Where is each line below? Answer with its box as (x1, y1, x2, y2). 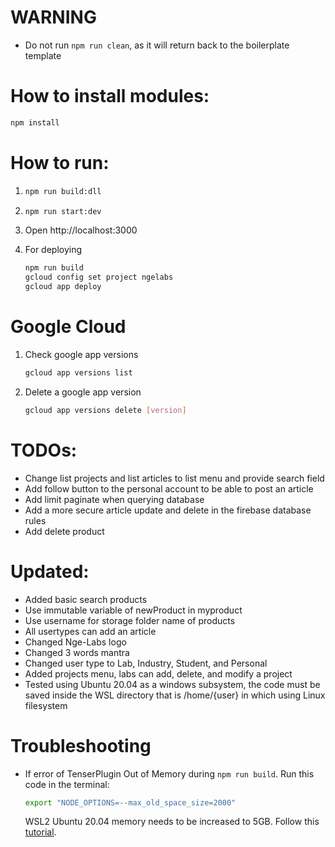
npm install (10, 117, 60, 128)
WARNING (10, 6, 97, 29)
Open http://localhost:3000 (24, 224, 138, 236)
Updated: (10, 560, 90, 583)
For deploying (24, 244, 83, 256)
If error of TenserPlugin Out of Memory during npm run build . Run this (24, 767, 315, 780)
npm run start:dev (24, 206, 102, 216)
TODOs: (10, 439, 78, 461)
